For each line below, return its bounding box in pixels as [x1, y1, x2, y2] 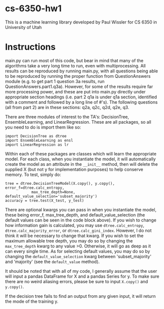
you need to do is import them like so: [5, 124, 81, 130]
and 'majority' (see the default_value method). [5, 259, 100, 265]
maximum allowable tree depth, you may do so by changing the [5, 238, 133, 243]
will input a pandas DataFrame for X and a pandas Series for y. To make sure [5, 273, 160, 279]
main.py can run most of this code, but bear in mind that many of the [5, 57, 143, 64]
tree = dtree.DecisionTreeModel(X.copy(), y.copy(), [5, 181, 115, 186]
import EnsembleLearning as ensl [5, 138, 73, 143]
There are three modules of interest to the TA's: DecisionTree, [5, 113, 129, 120]
